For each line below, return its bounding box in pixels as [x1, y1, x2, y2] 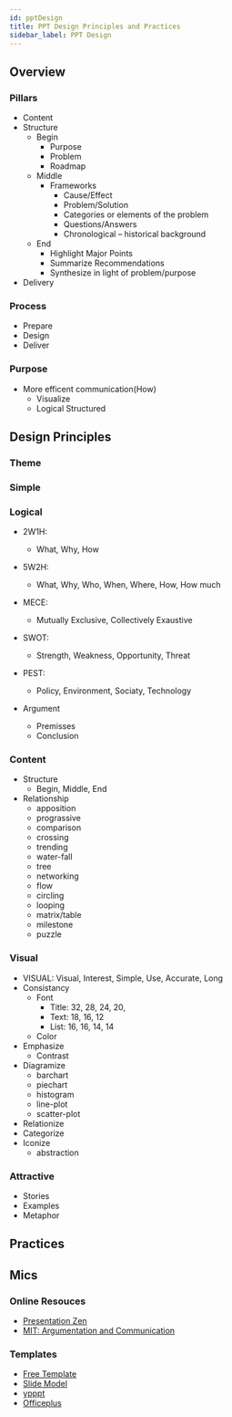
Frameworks [49, 180, 97, 192]
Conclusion [35, 731, 79, 742]
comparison [35, 822, 82, 833]
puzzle [35, 929, 62, 940]
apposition [35, 803, 76, 814]
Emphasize [22, 1040, 65, 1051]
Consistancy [22, 982, 70, 993]
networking [35, 870, 79, 881]
